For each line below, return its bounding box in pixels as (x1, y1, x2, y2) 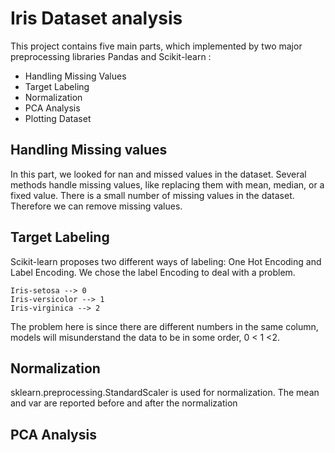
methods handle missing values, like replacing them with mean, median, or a (10, 178, 325, 191)
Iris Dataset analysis (10, 7, 183, 30)
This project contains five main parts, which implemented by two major (10, 40, 303, 52)
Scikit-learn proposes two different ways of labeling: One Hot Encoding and (10, 255, 322, 267)
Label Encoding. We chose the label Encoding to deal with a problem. (10, 266, 296, 278)
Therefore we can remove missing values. (10, 200, 183, 212)
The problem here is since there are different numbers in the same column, (10, 320, 319, 332)
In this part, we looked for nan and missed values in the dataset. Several (10, 168, 307, 180)
